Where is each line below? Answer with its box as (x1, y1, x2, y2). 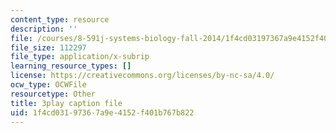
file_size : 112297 (10, 42, 87, 53)
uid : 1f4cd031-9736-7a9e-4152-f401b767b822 (10, 107, 195, 118)
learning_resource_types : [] (10, 61, 132, 71)
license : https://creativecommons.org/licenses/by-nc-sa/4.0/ (10, 71, 275, 81)
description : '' (10, 24, 78, 34)
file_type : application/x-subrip (10, 52, 150, 62)
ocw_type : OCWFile (10, 80, 87, 90)
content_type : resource (10, 14, 110, 25)
